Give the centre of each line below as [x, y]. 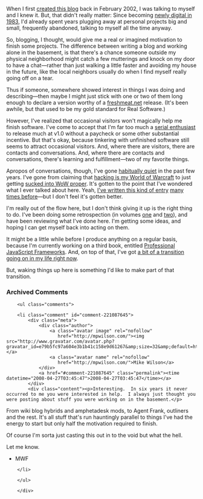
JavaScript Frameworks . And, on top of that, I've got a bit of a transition [95, 252]
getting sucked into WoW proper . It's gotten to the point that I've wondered [99, 184]
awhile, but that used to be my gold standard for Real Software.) [86, 109]
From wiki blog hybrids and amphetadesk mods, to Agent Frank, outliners [98, 411]
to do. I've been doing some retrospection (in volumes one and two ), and [97, 215]
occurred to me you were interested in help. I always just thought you [101, 395]
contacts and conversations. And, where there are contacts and [85, 153]
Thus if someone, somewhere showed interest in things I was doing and [96, 90]
